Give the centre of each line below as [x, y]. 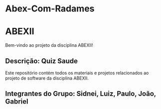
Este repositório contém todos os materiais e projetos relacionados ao [77, 73]
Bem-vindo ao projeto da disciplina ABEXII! [49, 45]
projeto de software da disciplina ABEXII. [47, 78]
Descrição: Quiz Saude [42, 61]
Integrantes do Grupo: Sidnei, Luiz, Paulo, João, [80, 94]
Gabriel [17, 102]
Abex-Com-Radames [50, 9]
